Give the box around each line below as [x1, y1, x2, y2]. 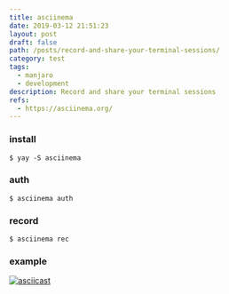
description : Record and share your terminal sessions [9, 87, 217, 96]
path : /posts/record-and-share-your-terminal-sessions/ [9, 46, 220, 55]
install [9, 133, 37, 146]
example [9, 255, 47, 267]
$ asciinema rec [9, 234, 69, 244]
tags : [9, 63, 29, 72]
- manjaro [17, 71, 53, 80]
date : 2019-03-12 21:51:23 [9, 21, 109, 30]
